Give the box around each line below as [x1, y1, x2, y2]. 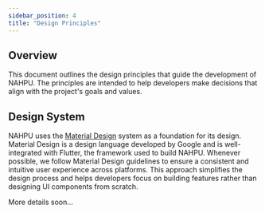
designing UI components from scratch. [8, 182, 138, 191]
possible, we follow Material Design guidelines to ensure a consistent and [8, 156, 249, 166]
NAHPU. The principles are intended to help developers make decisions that [8, 78, 258, 88]
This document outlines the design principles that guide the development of [8, 69, 257, 80]
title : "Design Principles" [8, 19, 102, 27]
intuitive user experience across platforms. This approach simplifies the [8, 165, 243, 175]
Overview [8, 49, 58, 62]
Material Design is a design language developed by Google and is [8, 140, 223, 149]
